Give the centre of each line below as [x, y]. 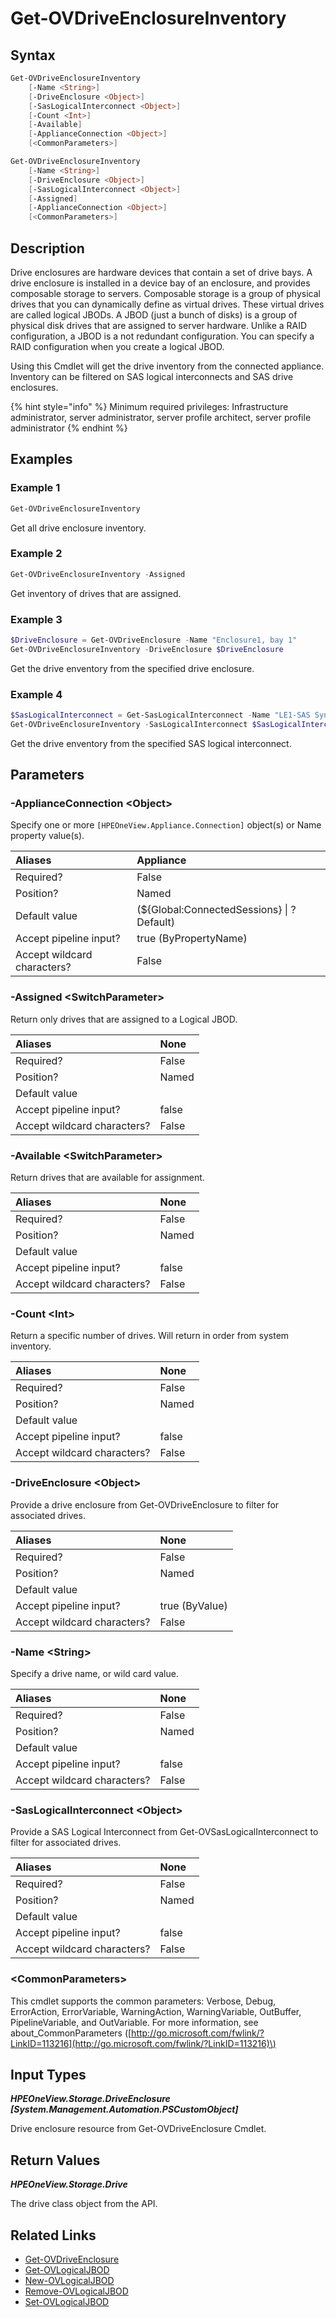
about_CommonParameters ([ [71, 2033]
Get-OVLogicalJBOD [67, 2269]
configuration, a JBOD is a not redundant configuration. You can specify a [162, 336]
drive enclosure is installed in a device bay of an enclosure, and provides [160, 283]
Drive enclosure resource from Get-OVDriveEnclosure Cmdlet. [138, 2129]
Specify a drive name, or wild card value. [94, 1673]
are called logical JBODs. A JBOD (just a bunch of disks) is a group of [154, 314]
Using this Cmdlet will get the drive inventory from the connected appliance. [167, 366]
